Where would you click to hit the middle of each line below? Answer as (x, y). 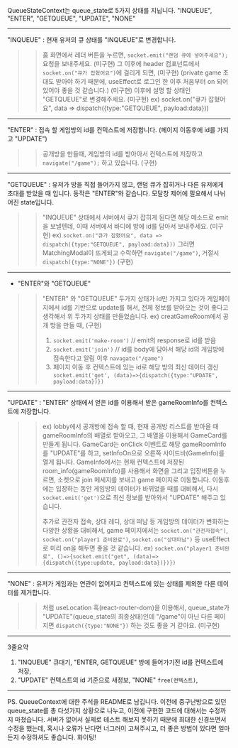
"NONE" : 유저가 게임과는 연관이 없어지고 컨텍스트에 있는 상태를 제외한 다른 (112, 584)
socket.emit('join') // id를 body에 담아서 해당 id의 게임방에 (138, 349)
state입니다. (37, 202)
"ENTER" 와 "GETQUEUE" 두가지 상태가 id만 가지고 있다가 (124, 298)
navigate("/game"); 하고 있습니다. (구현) (100, 163)
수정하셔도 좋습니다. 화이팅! (58, 737)
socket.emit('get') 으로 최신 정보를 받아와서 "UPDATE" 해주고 (130, 497)
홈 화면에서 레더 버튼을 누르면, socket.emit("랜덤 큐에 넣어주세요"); (135, 55)
